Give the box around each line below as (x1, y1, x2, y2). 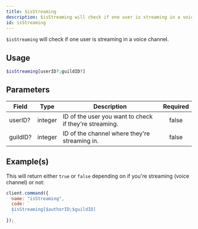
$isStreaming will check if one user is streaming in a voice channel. (6, 36, 169, 43)
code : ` (11, 201, 31, 207)
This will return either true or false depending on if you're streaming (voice (6, 172, 190, 179)
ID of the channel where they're (62, 129, 150, 138)
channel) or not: (6, 178, 45, 186)
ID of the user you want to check (62, 112, 153, 120)
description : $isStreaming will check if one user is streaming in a (6, 14, 181, 20)
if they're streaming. (62, 119, 119, 127)
